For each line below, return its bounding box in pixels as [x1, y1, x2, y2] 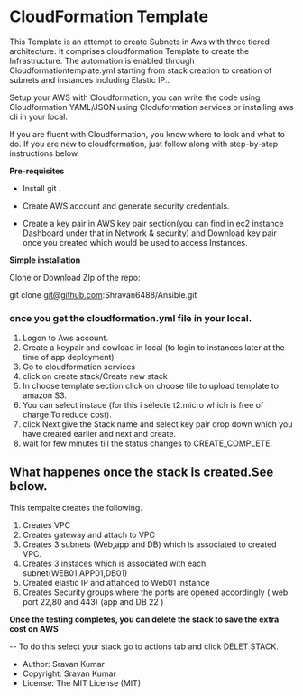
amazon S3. [22, 390, 68, 401]
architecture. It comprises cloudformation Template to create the [9, 45, 250, 56]
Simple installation [9, 255, 81, 265]
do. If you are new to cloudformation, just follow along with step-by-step [9, 138, 279, 149]
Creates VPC [22, 520, 70, 531]
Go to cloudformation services [22, 361, 136, 372]
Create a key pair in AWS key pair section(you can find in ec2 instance [22, 218, 284, 228]
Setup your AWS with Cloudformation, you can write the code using [9, 92, 261, 103]
